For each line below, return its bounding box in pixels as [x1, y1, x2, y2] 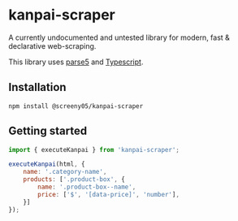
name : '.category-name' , [23, 168, 107, 176]
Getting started [8, 124, 88, 138]
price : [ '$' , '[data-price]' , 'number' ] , [37, 190, 180, 198]
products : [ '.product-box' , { [23, 175, 126, 184]
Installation [8, 80, 67, 94]
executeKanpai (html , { [8, 160, 85, 168]
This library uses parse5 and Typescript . [8, 57, 144, 67]
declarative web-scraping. [8, 41, 97, 50]
